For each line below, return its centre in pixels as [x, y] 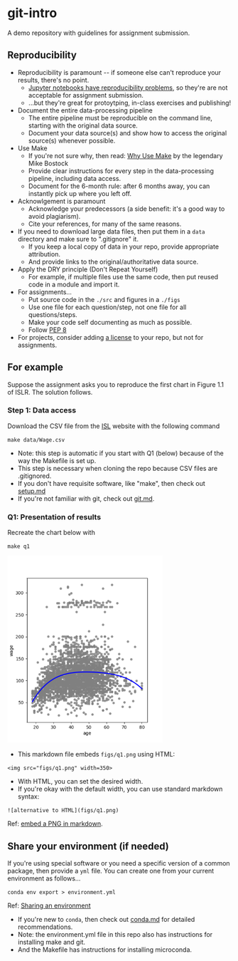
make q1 [19, 546]
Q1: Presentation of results [54, 516]
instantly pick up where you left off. [80, 193]
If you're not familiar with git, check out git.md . [86, 498]
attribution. [44, 254]
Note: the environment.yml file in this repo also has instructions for [115, 934]
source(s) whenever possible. [72, 140]
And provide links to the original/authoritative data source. [113, 261]
